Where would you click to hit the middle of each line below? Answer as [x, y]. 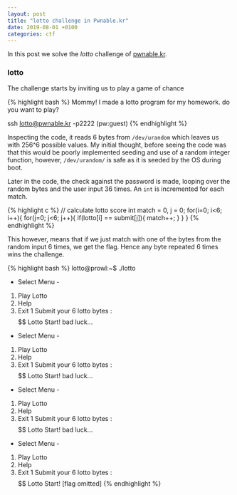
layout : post [27, 14]
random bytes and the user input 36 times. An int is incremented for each [116, 189]
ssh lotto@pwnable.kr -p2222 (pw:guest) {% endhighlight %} [97, 123]
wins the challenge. [36, 254]
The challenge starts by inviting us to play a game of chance [96, 88]
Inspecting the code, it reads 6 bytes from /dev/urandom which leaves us [113, 137]
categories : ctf [31, 34]
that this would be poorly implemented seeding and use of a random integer [119, 152]
